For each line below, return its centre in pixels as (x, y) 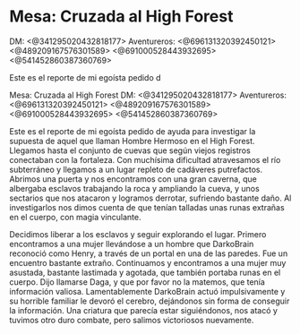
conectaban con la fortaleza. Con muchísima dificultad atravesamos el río (145, 159)
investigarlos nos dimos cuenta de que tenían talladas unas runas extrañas (147, 207)
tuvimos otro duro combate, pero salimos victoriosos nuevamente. (132, 320)
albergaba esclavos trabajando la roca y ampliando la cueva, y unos (134, 188)
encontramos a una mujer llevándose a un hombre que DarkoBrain (132, 244)
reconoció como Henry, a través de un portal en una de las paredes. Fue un (149, 253)
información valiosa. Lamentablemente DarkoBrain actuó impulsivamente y (147, 291)
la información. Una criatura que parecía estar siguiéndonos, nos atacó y (143, 310)
